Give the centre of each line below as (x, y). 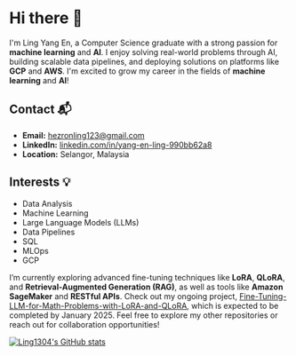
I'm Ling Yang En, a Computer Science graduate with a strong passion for (144, 43)
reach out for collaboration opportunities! (84, 324)
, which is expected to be (232, 305)
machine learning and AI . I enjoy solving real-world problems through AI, (144, 51)
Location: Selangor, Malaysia (76, 154)
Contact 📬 (40, 110)
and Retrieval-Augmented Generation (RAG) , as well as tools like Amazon (146, 287)
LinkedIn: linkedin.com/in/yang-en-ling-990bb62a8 (117, 145)
